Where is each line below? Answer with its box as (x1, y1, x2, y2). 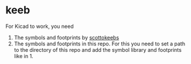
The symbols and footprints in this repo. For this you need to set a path (13, 40, 186, 47)
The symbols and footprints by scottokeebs (13, 34, 120, 41)
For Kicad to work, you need (5, 23, 74, 30)
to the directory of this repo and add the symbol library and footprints (13, 46, 182, 53)
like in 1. (13, 52, 33, 59)
